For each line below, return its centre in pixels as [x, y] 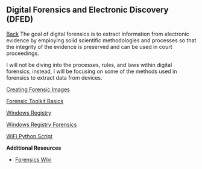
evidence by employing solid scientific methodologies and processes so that [101, 40]
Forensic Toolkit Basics [35, 101]
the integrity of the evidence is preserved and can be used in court [89, 46]
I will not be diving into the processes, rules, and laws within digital [89, 65]
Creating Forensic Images [38, 89]
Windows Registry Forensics [42, 124]
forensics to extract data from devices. [54, 77]
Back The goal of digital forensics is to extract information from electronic [98, 34]
